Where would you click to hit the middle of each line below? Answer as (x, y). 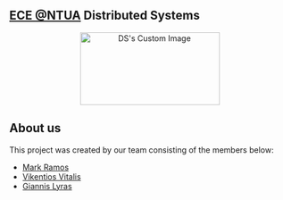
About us (35, 128)
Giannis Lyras (47, 186)
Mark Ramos (46, 167)
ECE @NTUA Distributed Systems (105, 16)
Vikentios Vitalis (52, 176)
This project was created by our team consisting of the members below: (141, 150)
